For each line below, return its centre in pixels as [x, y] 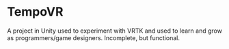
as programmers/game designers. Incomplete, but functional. [93, 37]
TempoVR [35, 12]
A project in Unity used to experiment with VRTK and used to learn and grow [114, 31]
